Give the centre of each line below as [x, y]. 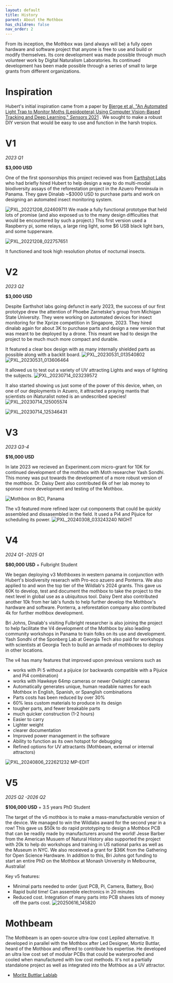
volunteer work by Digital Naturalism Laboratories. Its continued [73, 60]
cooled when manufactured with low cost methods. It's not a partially [79, 959]
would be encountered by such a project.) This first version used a [76, 220]
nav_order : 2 [19, 29]
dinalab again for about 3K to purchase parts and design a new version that [85, 328]
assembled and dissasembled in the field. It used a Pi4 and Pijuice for [79, 514]
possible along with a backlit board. [43, 354]
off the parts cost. [32, 902]
